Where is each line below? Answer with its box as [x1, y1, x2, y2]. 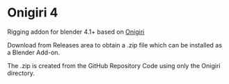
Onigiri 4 [7, 5, 58, 21]
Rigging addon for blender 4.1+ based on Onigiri [7, 28, 145, 36]
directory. [7, 69, 35, 77]
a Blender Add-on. [7, 48, 61, 56]
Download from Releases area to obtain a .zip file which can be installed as [7, 41, 223, 49]
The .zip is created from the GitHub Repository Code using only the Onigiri [7, 61, 221, 70]
